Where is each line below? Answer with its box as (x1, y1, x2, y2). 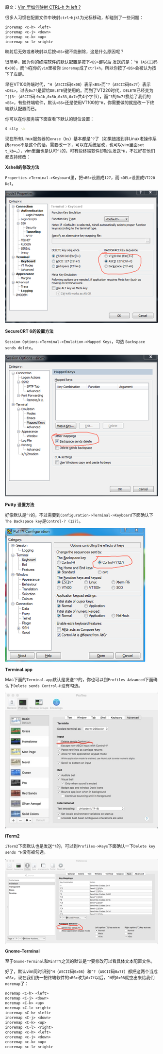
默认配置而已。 (9, 106, 39, 111)
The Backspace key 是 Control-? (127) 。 (5, 518, 83, 524)
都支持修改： (5, 154, 31, 159)
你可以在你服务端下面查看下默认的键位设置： (5, 116, 95, 121)
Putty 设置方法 (5, 502, 34, 508)
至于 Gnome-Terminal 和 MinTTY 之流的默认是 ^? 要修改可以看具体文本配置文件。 (5, 958, 155, 964)
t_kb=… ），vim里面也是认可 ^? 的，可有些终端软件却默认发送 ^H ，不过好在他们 (5, 148, 155, 154)
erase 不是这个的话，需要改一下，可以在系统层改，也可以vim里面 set (9, 141, 145, 147)
